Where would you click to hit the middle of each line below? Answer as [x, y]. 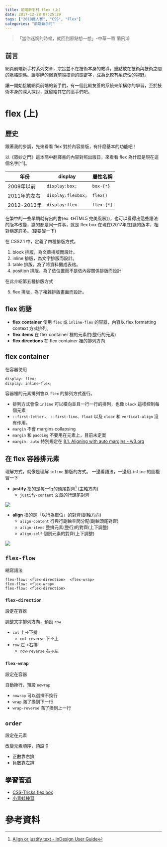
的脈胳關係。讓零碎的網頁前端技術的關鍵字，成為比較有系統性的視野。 [77, 75]
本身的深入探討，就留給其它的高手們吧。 [51, 92]
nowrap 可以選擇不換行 [35, 696]
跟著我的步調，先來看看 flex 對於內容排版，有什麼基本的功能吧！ [71, 146]
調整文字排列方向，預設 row [33, 622]
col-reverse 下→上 [39, 639]
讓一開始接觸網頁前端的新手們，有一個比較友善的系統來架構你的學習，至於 [81, 86]
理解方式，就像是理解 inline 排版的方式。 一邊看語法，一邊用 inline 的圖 [80, 472]
